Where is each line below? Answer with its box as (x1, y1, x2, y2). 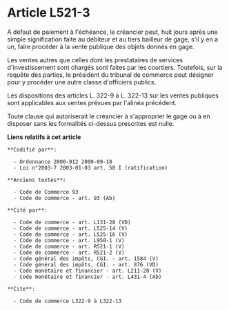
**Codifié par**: (7, 146, 57, 153)
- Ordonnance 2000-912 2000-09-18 (13, 158, 112, 165)
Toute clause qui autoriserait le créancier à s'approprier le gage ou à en (7, 112, 210, 120)
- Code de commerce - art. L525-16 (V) (13, 230, 128, 238)
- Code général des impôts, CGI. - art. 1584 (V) (13, 255, 159, 262)
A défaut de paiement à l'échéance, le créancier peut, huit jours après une (7, 28, 219, 36)
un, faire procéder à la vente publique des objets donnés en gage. (7, 42, 195, 51)
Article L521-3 (7, 5, 91, 21)
